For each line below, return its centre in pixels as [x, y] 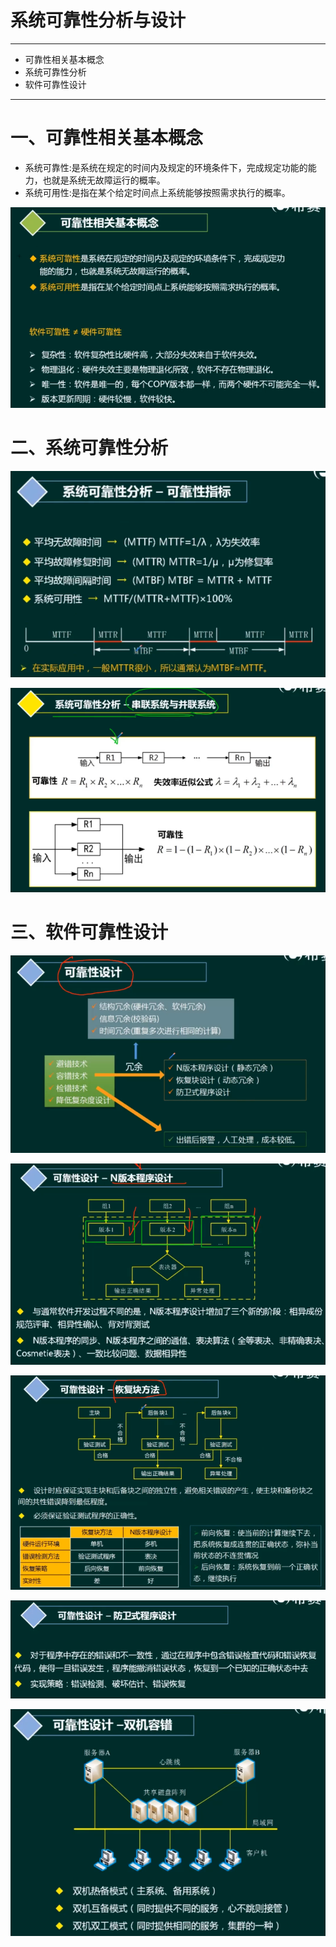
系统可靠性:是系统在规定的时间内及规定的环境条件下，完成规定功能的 [166, 167]
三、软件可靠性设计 [89, 932]
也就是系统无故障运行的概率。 [104, 180]
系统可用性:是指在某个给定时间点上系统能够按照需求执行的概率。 [157, 192]
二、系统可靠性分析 [89, 448]
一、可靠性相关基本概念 [107, 138]
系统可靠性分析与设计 [98, 20]
